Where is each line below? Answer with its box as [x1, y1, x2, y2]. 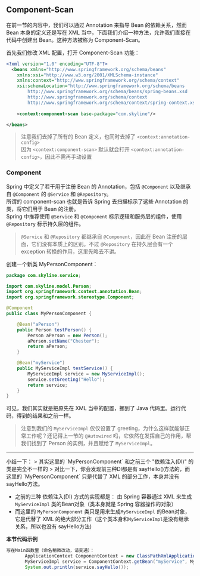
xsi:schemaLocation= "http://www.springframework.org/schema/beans [17, 83, 185, 89]
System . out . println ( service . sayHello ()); [24, 564, 129, 570]
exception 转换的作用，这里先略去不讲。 [20, 248, 120, 255]
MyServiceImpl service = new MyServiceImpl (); [27, 371, 145, 377]
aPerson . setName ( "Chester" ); [27, 338, 100, 344]
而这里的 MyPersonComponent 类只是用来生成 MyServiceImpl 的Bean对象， [14, 508, 190, 515]
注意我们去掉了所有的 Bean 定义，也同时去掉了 [20, 133, 136, 140]
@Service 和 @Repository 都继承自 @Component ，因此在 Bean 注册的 [20, 233, 183, 240]
